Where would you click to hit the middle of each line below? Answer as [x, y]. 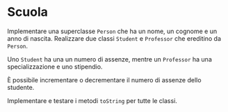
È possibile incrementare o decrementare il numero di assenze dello [104, 80]
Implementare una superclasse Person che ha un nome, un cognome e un [112, 31]
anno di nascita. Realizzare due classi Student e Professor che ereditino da [114, 38]
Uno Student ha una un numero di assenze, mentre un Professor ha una [109, 59]
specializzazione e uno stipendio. [55, 66]
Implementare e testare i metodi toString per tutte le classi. [92, 100]
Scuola [28, 12]
